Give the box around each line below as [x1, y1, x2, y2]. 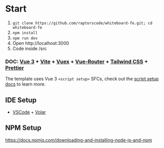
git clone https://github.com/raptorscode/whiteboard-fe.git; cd [12, 21, 152, 26]
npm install [12, 30, 38, 35]
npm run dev [12, 36, 38, 41]
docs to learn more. [5, 81, 46, 87]
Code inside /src [12, 45, 47, 51]
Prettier [5, 64, 24, 71]
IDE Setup [5, 96, 37, 104]
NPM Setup [5, 124, 42, 132]
